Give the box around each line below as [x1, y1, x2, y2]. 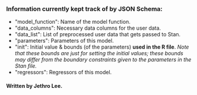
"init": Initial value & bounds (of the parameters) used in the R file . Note [14, 43, 189, 50]
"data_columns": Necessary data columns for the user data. [14, 24, 161, 31]
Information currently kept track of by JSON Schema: [6, 5, 163, 13]
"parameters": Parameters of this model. [14, 37, 114, 45]
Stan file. [14, 62, 37, 69]
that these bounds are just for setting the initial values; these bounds [14, 50, 184, 57]
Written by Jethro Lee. [6, 82, 63, 89]
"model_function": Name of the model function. [14, 18, 131, 26]
